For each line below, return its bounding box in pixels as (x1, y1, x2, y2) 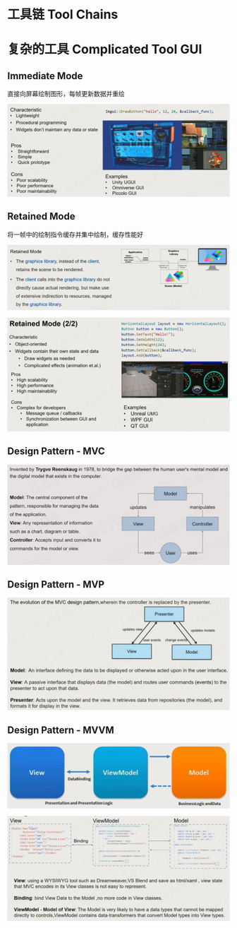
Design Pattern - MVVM (7, 724, 114, 736)
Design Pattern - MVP (7, 578, 104, 590)
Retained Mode (7, 210, 75, 222)
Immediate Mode (7, 70, 83, 82)
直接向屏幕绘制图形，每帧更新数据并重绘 (7, 90, 125, 98)
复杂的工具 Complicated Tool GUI (7, 42, 202, 57)
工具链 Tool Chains (7, 6, 119, 23)
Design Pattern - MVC (7, 446, 105, 458)
